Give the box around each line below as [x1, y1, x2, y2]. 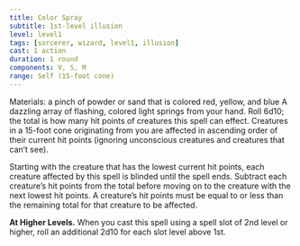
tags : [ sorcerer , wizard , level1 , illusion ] [9, 38, 179, 48]
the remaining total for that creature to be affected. [9, 199, 198, 210]
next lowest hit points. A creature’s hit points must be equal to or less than [9, 189, 284, 200]
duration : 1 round [9, 55, 78, 64]
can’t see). [9, 144, 50, 154]
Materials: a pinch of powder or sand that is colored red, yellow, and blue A [9, 96, 288, 107]
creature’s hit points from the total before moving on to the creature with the [9, 180, 291, 191]
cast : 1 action [9, 47, 67, 56]
